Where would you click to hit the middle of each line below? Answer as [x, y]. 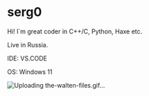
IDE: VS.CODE [27, 58]
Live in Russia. [28, 45]
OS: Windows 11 [30, 72]
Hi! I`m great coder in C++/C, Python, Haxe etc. [75, 31]
